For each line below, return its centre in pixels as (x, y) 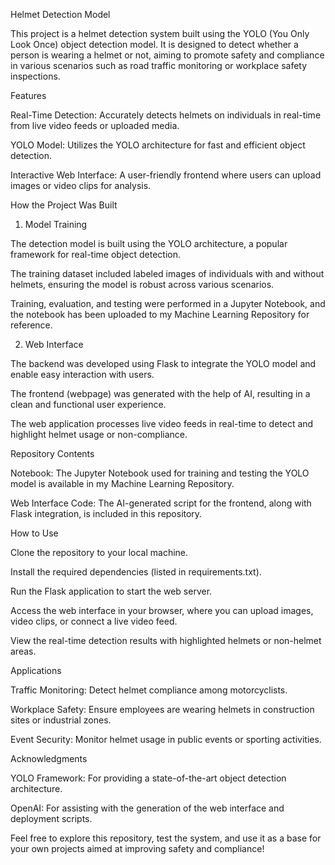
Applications (36, 670)
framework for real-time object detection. (95, 254)
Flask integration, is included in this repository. (106, 513)
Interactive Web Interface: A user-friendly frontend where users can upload (166, 175)
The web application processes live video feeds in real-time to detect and (162, 423)
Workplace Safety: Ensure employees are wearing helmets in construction (162, 709)
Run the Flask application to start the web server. (111, 591)
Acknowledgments (49, 758)
